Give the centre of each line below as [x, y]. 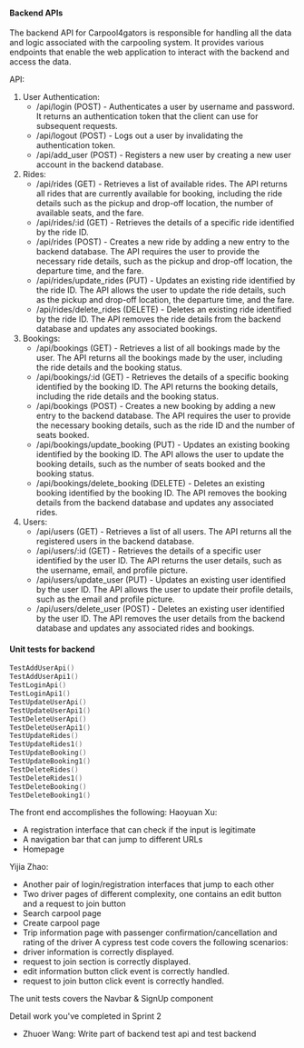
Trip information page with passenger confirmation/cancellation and [150, 933]
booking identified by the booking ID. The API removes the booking [162, 493]
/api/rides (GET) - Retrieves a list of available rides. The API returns [162, 184]
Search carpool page [62, 913]
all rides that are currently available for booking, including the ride [159, 194]
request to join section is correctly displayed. [107, 962]
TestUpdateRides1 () [46, 744]
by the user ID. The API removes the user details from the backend [161, 619]
